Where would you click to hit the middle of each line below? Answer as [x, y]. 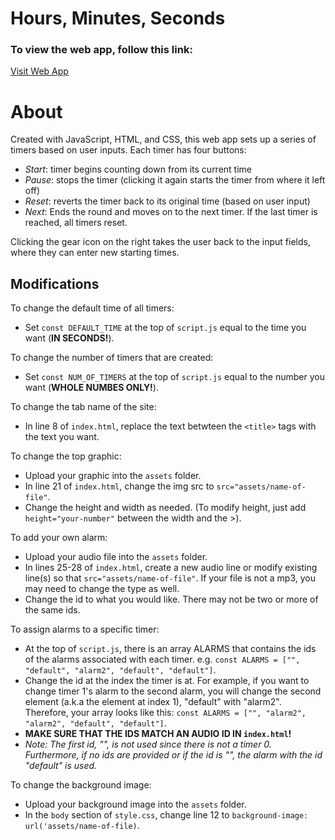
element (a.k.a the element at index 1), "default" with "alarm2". [153, 702]
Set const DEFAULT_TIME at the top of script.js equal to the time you [165, 328]
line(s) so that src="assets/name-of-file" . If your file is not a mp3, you [170, 578]
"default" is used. [61, 766]
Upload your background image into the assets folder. [135, 804]
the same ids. [52, 610]
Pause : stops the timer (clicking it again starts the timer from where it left [175, 180]
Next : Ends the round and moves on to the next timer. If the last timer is [171, 212]
